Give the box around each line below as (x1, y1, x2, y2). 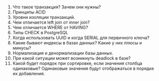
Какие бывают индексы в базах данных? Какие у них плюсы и (12, 40, 142, 45)
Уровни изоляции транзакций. (12, 14, 75, 20)
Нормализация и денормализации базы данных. (12, 50, 114, 56)
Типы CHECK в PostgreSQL (12, 30, 69, 35)
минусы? (12, 45, 31, 51)
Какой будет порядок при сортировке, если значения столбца (12, 60, 142, 66)
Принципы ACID (12, 9, 46, 15)
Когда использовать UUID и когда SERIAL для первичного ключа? (12, 35, 150, 40)
